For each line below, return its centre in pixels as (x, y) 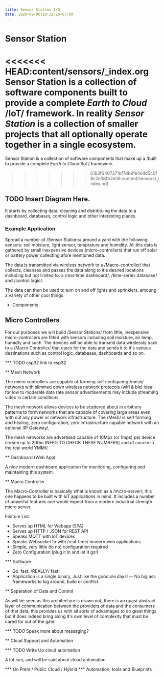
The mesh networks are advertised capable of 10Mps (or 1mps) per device (80, 437)
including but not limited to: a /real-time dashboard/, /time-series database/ (81, 275)
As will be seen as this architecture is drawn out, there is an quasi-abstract (80, 600)
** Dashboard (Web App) (30, 457)
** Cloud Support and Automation (39, 641)
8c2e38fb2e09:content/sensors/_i (125, 178)
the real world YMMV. (27, 448)
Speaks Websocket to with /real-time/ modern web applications (76, 541)
